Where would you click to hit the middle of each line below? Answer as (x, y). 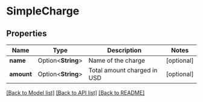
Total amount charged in (123, 70)
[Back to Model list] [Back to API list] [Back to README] (76, 93)
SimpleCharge (43, 11)
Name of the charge (117, 60)
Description (124, 50)
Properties (27, 33)
